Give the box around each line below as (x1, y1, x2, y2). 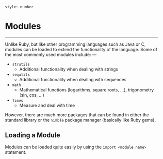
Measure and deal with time (19, 102, 75, 108)
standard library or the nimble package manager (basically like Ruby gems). (5, 117, 156, 123)
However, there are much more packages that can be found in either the (5, 112, 149, 118)
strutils (12, 62, 30, 67)
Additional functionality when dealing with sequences (19, 76, 127, 82)
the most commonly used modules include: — (5, 52, 97, 57)
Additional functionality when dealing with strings (19, 66, 118, 72)
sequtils (12, 72, 30, 77)
